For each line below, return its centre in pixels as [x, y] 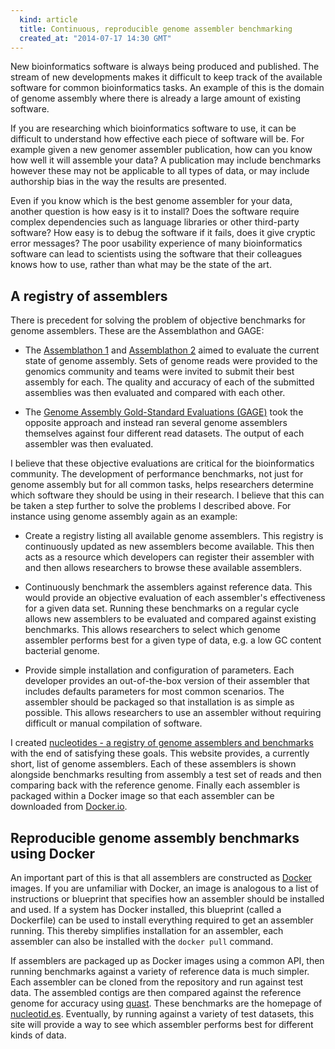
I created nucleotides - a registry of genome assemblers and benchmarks [162, 743]
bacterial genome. [62, 651]
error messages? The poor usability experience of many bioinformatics [156, 243]
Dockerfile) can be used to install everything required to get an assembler [162, 920]
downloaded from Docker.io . [69, 807]
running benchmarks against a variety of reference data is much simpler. [160, 971]
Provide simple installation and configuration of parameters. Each [159, 670]
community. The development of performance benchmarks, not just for [157, 474]
